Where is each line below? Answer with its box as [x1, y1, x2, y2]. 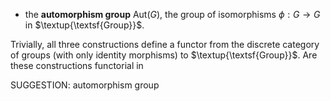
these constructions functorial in [10, 60, 144, 71]
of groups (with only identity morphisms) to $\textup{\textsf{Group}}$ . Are [10, 49, 318, 61]
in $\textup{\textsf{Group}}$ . [24, 19, 145, 31]
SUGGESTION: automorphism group [10, 79, 160, 91]
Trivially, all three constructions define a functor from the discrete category [10, 39, 320, 50]
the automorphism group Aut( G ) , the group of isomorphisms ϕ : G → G [24, 9, 321, 20]
